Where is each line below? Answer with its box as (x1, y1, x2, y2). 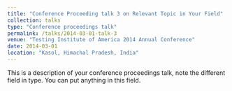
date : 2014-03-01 (7, 43, 58, 50)
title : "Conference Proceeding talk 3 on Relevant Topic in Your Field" (7, 10, 224, 17)
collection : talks (7, 17, 61, 24)
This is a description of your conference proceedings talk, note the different (7, 68, 226, 77)
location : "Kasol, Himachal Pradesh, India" (7, 50, 139, 57)
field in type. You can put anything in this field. (7, 76, 141, 84)
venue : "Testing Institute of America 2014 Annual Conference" (7, 36, 196, 43)
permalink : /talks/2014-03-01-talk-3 (7, 29, 117, 37)
